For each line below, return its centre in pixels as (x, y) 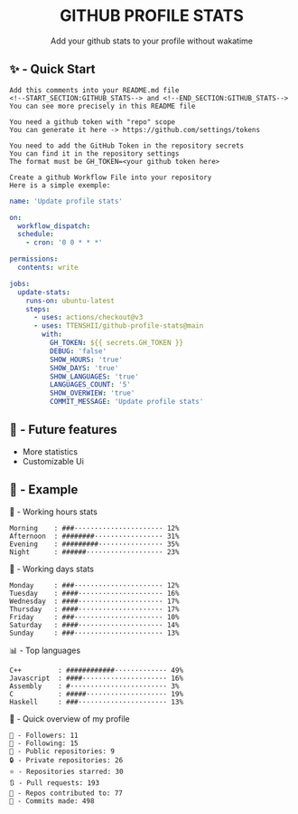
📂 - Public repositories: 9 (62, 751)
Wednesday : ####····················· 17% (94, 601)
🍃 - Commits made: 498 (52, 801)
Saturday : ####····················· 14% (94, 625)
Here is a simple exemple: (60, 185)
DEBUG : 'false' (78, 351)
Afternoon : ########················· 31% (94, 536)
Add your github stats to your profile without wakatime (152, 41)
